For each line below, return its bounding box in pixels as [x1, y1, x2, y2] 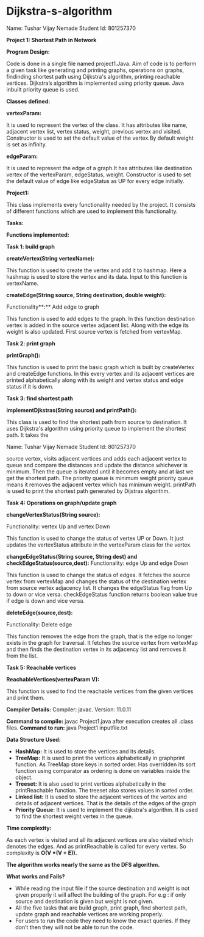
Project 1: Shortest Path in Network [6, 36, 97, 43]
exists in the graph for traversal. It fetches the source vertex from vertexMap [6, 639, 198, 646]
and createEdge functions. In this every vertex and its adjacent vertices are [6, 370, 195, 377]
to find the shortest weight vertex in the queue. [15, 813, 133, 820]
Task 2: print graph [6, 340, 56, 347]
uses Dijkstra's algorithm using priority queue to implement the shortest [6, 425, 186, 432]
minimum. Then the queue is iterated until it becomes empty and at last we [6, 468, 194, 475]
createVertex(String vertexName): [6, 254, 95, 262]
